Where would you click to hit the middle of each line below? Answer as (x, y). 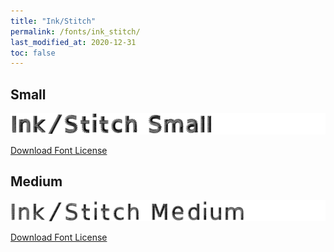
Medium (36, 181)
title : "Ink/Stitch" (53, 21)
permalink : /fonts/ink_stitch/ (75, 31)
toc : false (33, 53)
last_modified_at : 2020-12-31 (73, 42)
